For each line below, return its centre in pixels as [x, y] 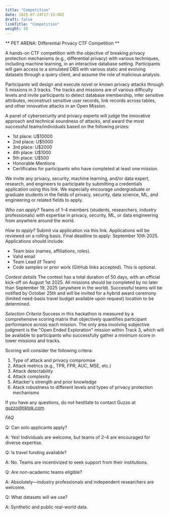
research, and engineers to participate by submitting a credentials [74, 184]
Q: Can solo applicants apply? [36, 428]
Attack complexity [31, 377]
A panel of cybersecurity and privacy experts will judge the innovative [78, 116]
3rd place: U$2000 [32, 147]
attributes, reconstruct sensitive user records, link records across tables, [81, 101]
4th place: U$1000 [32, 153]
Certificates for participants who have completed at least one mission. [86, 169]
